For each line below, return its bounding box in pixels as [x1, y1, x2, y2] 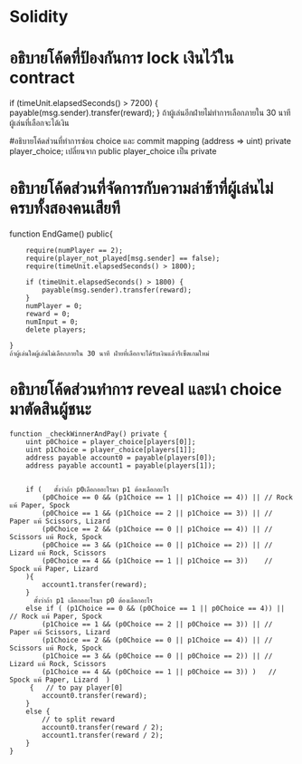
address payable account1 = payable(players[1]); [25, 461, 217, 470]
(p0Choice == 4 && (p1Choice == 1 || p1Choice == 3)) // [42, 556, 273, 566]
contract [9, 68, 75, 88]
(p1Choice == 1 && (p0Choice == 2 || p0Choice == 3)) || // [42, 620, 273, 629]
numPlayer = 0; [25, 302, 83, 311]
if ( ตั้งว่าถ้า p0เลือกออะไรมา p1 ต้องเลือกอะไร [25, 485, 169, 494]
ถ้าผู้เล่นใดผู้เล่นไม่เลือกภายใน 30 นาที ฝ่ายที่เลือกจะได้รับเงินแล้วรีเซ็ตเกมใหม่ [9, 349, 210, 359]
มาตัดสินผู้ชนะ [9, 399, 92, 420]
